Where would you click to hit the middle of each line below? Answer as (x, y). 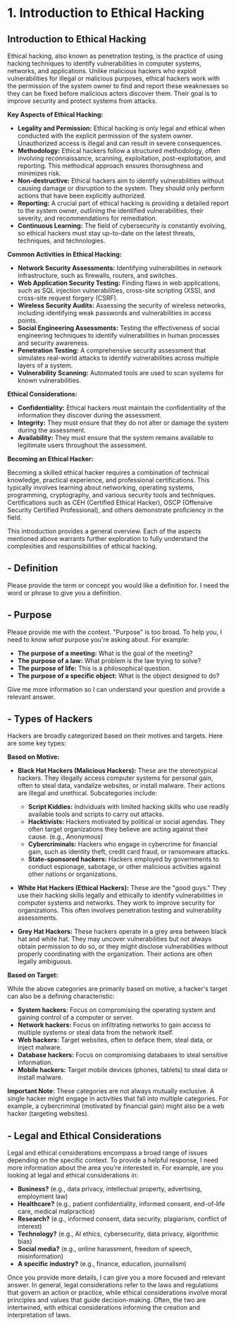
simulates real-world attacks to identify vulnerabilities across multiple (118, 358)
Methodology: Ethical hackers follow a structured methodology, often (119, 151)
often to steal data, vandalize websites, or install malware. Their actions (121, 786)
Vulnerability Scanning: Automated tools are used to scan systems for (120, 373)
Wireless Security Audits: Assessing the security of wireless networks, (122, 305)
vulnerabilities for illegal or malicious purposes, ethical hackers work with (114, 78)
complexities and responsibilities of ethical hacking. (82, 546)
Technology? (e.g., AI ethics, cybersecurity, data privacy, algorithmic (118, 1234)
